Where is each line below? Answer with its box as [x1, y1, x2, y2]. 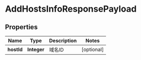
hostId [7, 46, 23, 53]
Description [49, 38, 77, 44]
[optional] [81, 46, 104, 53]
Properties [5, 23, 38, 31]
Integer [27, 46, 45, 53]
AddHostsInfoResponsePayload [5, 3, 137, 15]
